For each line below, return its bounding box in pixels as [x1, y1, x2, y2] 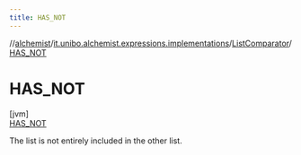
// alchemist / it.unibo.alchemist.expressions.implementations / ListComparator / [9, 38, 292, 48]
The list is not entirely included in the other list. [9, 135, 182, 146]
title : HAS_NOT [9, 13, 66, 22]
